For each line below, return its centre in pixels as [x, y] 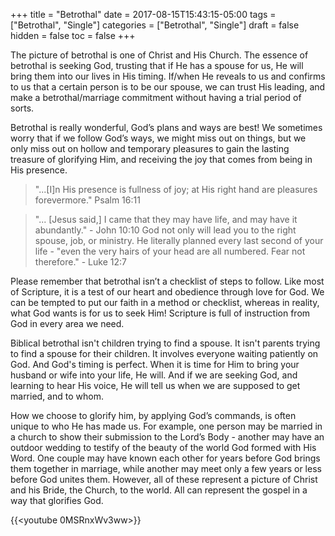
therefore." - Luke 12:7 [80, 262]
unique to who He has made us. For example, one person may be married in [166, 426]
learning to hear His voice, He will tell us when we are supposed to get [155, 385]
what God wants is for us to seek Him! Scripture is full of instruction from [160, 313]
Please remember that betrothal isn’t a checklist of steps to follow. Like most [167, 281]
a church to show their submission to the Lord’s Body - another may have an [167, 437]
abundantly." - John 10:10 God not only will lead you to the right [165, 230]
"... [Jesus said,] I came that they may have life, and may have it [166, 219]
